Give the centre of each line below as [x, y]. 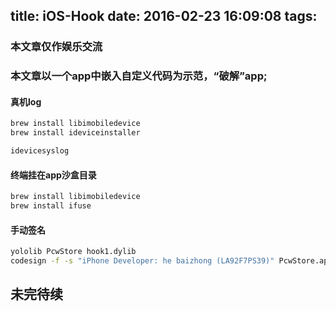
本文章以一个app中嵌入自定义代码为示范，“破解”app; [139, 76]
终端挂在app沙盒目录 [53, 175]
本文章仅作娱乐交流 [56, 47]
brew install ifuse [51, 206]
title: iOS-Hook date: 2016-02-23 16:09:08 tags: [164, 16]
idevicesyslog [40, 151]
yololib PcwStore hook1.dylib [73, 252]
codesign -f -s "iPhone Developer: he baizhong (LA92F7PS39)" [142, 261]
